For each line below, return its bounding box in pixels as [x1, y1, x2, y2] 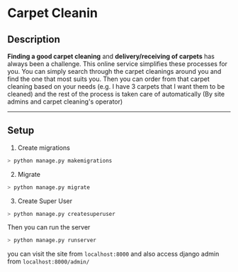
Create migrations [17, 143, 71, 152]
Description [7, 33, 60, 45]
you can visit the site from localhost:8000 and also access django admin [7, 250, 220, 259]
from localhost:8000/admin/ [7, 257, 90, 266]
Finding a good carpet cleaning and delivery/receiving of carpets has [7, 52, 215, 60]
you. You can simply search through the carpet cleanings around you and [7, 67, 222, 75]
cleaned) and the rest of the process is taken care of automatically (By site [7, 90, 225, 98]
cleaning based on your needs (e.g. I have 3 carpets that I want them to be [7, 82, 225, 90]
